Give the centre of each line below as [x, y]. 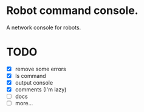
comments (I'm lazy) [41, 89]
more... [24, 103]
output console [34, 82]
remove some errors [40, 69]
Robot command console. [72, 11]
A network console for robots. [44, 27]
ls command [31, 75]
